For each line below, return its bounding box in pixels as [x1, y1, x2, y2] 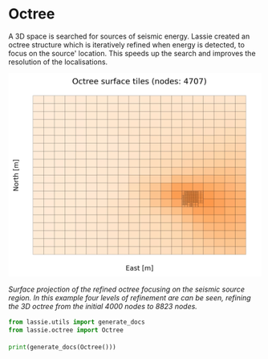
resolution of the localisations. [8, 57, 108, 67]
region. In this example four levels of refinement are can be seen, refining [8, 292, 251, 302]
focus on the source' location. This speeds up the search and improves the [8, 48, 256, 58]
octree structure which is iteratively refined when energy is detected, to [8, 39, 245, 49]
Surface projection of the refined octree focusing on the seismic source [8, 284, 245, 294]
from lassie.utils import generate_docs [8, 318, 146, 326]
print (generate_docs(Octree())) [8, 343, 116, 352]
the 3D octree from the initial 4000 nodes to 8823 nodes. [8, 301, 198, 311]
